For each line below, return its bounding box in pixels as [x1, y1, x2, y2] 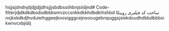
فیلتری [127, 9, 141, 15]
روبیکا [116, 9, 127, 15]
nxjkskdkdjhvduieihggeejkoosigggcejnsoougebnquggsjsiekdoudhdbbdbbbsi [5, 15, 164, 20]
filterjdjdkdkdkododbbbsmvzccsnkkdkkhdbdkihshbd [5, 9, 115, 15]
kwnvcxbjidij [5, 20, 31, 26]
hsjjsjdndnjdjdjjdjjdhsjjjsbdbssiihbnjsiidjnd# [5, 4, 95, 10]
